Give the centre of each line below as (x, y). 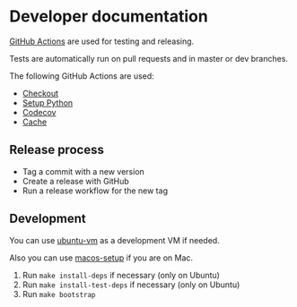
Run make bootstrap (59, 294)
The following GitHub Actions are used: (82, 76)
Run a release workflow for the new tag (95, 191)
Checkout (40, 93)
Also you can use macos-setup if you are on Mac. (101, 258)
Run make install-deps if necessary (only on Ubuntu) (121, 275)
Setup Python (48, 102)
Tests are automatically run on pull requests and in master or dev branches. (149, 58)
